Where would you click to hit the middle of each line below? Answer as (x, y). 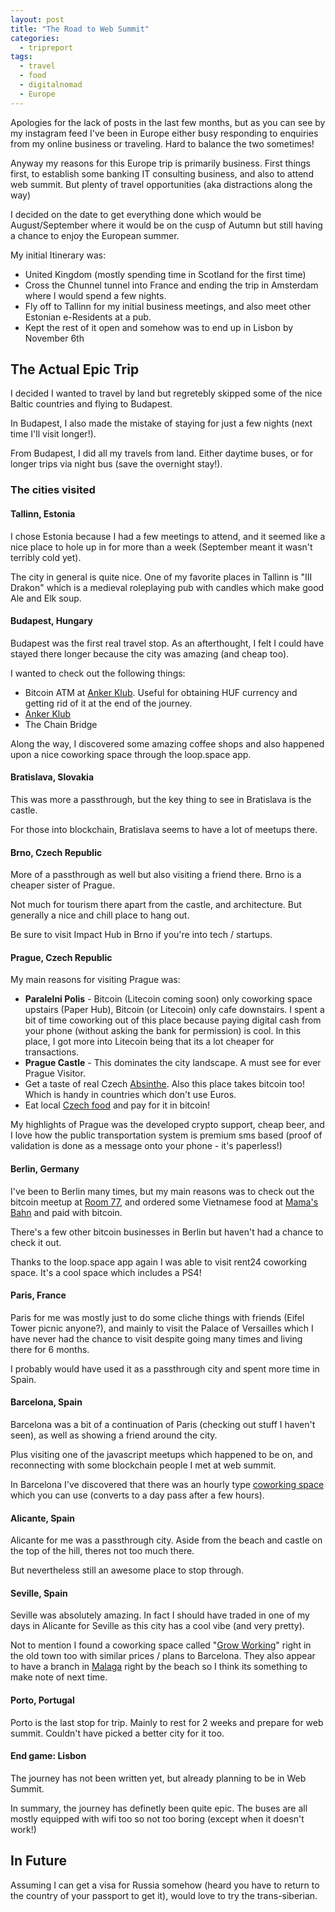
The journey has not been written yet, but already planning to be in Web (158, 1778)
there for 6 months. (50, 1349)
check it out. (36, 1242)
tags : (21, 57)
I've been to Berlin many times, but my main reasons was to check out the (162, 1191)
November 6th (54, 338)
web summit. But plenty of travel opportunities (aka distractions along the (161, 184)
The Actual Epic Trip (75, 369)
